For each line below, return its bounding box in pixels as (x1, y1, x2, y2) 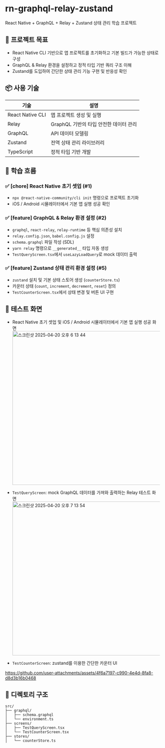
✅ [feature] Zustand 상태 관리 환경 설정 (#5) (5, 264, 107, 271)
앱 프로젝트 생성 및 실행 (51, 111, 102, 118)
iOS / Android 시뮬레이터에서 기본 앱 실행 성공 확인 (12, 201, 110, 207)
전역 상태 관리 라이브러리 (51, 139, 105, 146)
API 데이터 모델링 (51, 130, 89, 137)
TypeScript (7, 148, 33, 155)
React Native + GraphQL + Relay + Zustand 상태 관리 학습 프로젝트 (5, 20, 137, 26)
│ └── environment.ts (5, 717, 54, 722)
